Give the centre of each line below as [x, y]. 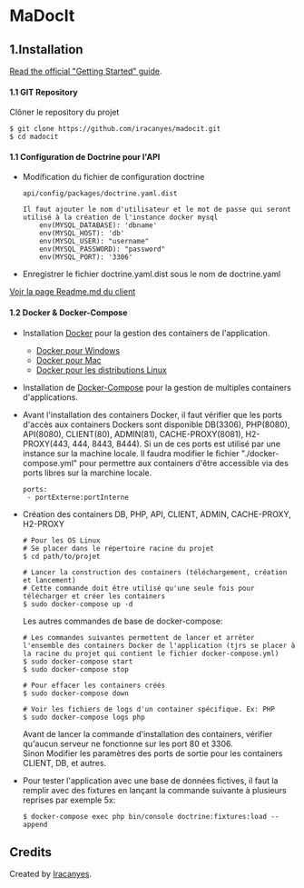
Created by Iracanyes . [51, 874]
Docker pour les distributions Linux [102, 370]
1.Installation [46, 50]
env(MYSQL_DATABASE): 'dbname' [98, 225]
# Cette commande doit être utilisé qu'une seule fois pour [138, 588]
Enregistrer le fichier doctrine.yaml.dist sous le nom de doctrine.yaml [152, 274]
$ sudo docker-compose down [75, 693]
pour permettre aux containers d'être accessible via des [183, 463]
